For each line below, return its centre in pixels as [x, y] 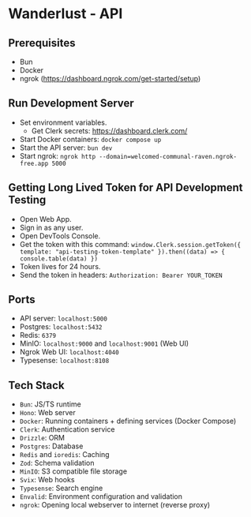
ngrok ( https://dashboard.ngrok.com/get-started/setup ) [110, 79]
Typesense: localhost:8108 [64, 361]
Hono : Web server [48, 413]
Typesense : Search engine [61, 488]
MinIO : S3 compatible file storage [73, 471]
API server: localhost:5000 [64, 318]
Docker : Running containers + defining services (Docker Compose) [128, 421]
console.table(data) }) [59, 258]
